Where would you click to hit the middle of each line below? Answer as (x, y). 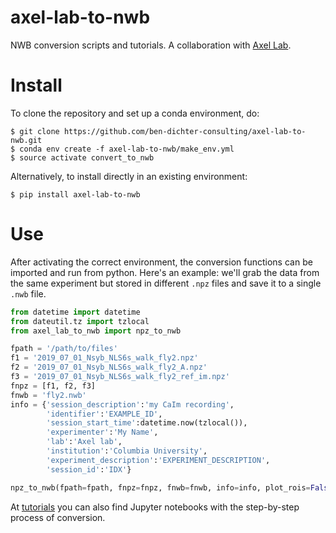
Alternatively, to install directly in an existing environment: (129, 176)
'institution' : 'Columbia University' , (127, 451)
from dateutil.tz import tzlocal (80, 321)
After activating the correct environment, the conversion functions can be (161, 262)
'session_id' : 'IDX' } (89, 469)
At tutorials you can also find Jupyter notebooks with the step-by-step (155, 507)
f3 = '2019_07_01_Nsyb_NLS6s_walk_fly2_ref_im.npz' (120, 377)
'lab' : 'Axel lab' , (84, 442)
